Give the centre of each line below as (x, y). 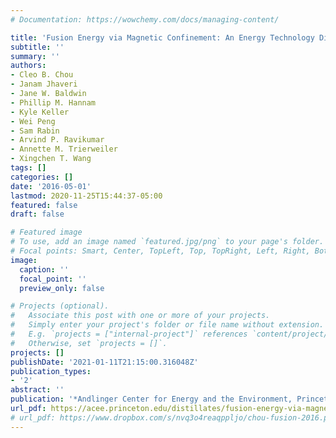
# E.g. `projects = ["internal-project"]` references (129, 334)
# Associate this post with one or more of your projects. (140, 316)
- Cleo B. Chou (42, 75)
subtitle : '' (37, 47)
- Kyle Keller (40, 112)
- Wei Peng (33, 121)
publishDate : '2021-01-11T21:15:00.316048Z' (104, 362)
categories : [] (42, 177)
